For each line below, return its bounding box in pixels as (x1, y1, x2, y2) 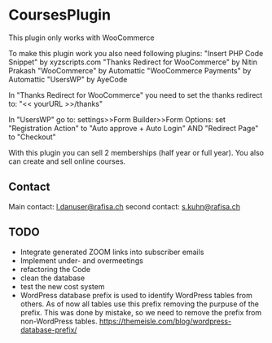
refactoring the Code (20, 264, 91, 274)
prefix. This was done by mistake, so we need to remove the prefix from (20, 307, 262, 317)
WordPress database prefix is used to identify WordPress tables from (20, 290, 252, 300)
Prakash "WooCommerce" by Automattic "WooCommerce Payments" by (8, 65, 252, 75)
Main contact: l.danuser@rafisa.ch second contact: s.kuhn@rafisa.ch (8, 201, 240, 211)
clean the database (20, 273, 86, 283)
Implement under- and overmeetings (20, 255, 144, 266)
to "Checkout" (8, 132, 57, 142)
